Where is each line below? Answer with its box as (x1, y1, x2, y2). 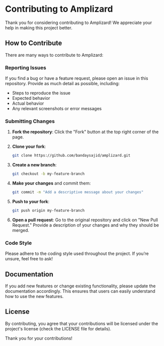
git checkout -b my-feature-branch (12, 171, 85, 177)
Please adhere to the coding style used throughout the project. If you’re (5, 251, 149, 256)
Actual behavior (12, 100, 44, 106)
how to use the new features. (5, 293, 64, 299)
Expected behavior (12, 95, 50, 101)
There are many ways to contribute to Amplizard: (5, 52, 103, 58)
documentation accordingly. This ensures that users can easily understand (5, 288, 155, 294)
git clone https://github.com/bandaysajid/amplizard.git (12, 153, 131, 158)
